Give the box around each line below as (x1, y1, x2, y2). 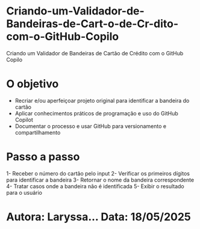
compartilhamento (14, 129, 61, 136)
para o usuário (6, 189, 42, 196)
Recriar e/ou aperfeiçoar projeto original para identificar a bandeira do (14, 97, 190, 104)
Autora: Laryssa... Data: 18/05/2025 (6, 210, 191, 224)
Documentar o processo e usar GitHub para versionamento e (14, 122, 167, 130)
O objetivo (6, 77, 59, 91)
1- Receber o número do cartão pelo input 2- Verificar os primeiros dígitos (6, 169, 190, 177)
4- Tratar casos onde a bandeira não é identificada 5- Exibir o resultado (6, 182, 185, 190)
